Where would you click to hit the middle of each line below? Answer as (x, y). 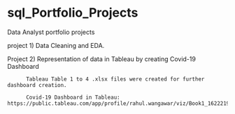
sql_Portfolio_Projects (73, 13)
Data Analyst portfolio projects (51, 32)
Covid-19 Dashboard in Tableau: (73, 97)
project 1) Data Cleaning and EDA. (56, 45)
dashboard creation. (37, 85)
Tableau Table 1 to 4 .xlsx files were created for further (115, 79)
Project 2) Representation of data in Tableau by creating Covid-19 (101, 59)
